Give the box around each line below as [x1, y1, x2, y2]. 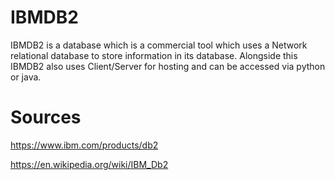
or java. [10, 71, 42, 83]
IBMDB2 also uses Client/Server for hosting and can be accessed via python [10, 60, 326, 72]
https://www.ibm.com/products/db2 [10, 139, 159, 151]
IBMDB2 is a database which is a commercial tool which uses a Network [10, 39, 308, 51]
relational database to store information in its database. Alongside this [10, 49, 298, 61]
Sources [10, 106, 82, 129]
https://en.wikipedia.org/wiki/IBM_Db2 [10, 158, 169, 170]
